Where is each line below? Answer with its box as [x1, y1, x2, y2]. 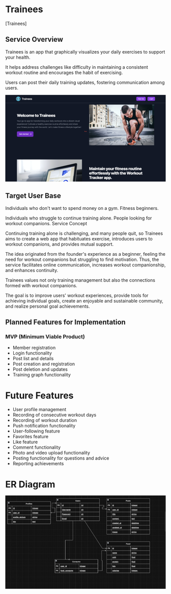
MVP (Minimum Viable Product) [5, 333, 85, 340]
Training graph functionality [12, 372, 71, 378]
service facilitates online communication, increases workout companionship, [5, 261, 166, 268]
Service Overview [5, 35, 64, 44]
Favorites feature [12, 434, 49, 440]
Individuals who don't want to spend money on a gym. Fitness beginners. [5, 205, 159, 211]
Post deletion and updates [12, 366, 68, 372]
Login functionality [12, 350, 52, 356]
